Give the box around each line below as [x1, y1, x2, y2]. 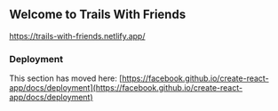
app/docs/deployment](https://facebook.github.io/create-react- [9, 83, 242, 93]
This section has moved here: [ [9, 73, 123, 83]
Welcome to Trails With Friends [9, 7, 187, 22]
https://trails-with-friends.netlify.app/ [9, 30, 146, 41]
